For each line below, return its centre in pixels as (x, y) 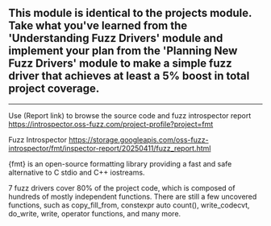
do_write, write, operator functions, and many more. (95, 213)
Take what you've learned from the (98, 26)
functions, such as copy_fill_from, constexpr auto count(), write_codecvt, (129, 205)
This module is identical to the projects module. (130, 13)
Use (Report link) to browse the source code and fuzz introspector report (130, 115)
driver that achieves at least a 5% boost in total (129, 76)
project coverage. (54, 89)
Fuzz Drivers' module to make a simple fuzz (120, 64)
